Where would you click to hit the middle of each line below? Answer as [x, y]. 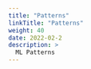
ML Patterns [36, 52]
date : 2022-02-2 [35, 38]
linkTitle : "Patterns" [46, 23]
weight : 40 [26, 30]
